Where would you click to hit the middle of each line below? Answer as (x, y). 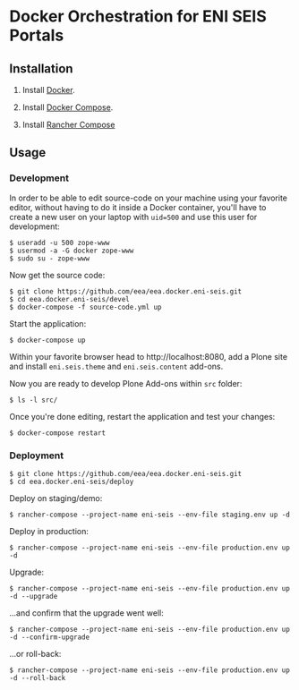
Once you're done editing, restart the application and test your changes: (142, 416)
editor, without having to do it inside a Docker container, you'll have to (138, 207)
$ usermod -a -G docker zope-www (72, 251)
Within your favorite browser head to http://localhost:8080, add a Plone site (149, 356)
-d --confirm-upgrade (50, 637)
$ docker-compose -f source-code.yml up (86, 307)
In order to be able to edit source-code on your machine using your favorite (149, 198)
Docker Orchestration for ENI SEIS (138, 17)
